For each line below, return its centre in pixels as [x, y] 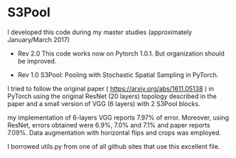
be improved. [37, 60]
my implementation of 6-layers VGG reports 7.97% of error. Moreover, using [118, 117]
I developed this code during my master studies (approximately [100, 32]
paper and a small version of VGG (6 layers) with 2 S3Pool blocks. [104, 103]
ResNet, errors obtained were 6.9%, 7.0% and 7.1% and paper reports [109, 125]
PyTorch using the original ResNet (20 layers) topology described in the [112, 96]
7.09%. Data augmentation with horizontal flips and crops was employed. [114, 132]
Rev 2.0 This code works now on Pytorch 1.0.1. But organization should [121, 53]
